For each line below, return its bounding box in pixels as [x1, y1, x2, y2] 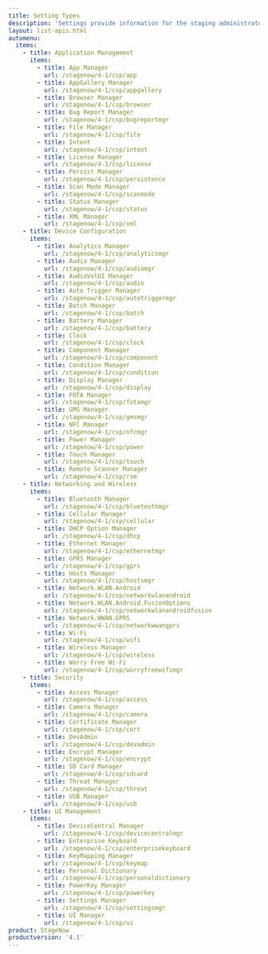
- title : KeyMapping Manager [37, 852, 134, 860]
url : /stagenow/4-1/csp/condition [43, 369, 159, 377]
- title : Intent [37, 138, 91, 146]
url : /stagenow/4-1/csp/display [43, 383, 152, 392]
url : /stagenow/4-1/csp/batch [43, 309, 145, 317]
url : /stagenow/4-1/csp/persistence [43, 175, 166, 184]
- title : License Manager [37, 153, 124, 161]
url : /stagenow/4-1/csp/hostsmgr [43, 577, 156, 585]
